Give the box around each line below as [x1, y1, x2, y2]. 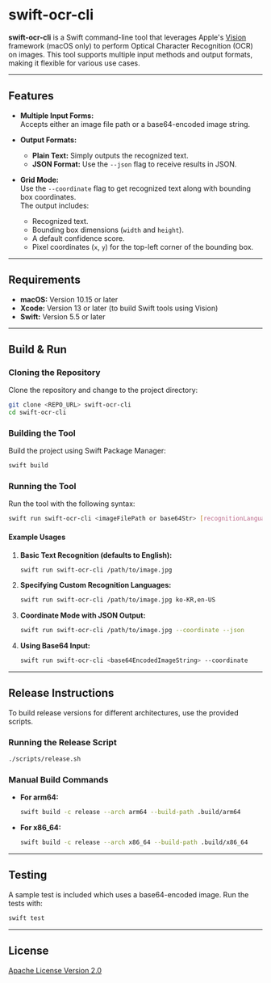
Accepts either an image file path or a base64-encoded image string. [19, 119, 251, 129]
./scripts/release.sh [8, 755, 81, 763]
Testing [8, 868, 48, 882]
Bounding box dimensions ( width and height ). [31, 225, 184, 234]
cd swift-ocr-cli [8, 408, 67, 417]
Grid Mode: [19, 175, 59, 184]
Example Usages [8, 532, 66, 542]
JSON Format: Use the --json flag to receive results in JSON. [31, 159, 237, 169]
